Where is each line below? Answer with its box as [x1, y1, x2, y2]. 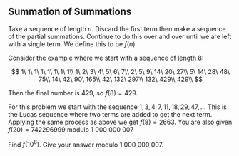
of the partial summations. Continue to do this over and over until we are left [8, 32, 232, 41]
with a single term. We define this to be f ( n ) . [8, 39, 138, 48]
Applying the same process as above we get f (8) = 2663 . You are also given [8, 118, 233, 126]
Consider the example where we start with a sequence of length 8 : [8, 53, 204, 62]
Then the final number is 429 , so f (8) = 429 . [8, 88, 138, 97]
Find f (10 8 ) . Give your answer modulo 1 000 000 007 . [8, 139, 164, 149]
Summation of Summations [8, 6, 132, 18]
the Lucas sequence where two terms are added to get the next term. [8, 110, 213, 118]
